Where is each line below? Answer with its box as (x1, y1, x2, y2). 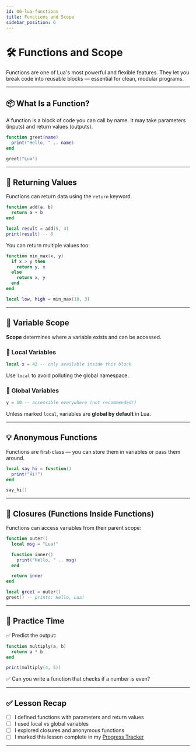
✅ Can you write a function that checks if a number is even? (6, 675, 150, 682)
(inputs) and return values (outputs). (6, 123, 93, 130)
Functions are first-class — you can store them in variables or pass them (6, 448, 181, 455)
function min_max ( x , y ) (6, 253, 64, 259)
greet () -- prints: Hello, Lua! (6, 595, 85, 601)
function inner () (11, 551, 54, 557)
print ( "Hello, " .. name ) (11, 140, 75, 146)
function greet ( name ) (6, 134, 59, 140)
